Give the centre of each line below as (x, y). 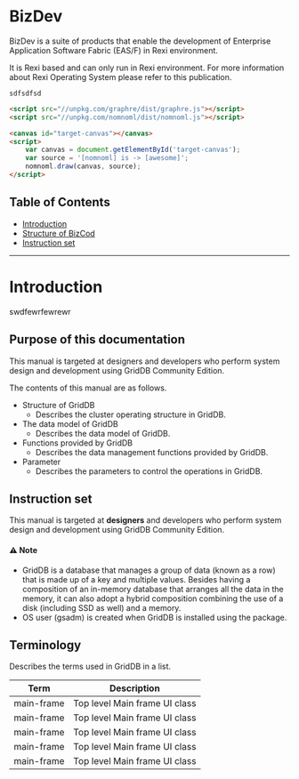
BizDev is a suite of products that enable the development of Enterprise (140, 41)
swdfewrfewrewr (40, 311)
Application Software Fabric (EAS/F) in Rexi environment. (113, 50)
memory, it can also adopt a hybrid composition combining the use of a (153, 598)
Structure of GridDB (58, 405)
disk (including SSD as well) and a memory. (101, 607)
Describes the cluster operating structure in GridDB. (131, 414)
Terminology (45, 645)
